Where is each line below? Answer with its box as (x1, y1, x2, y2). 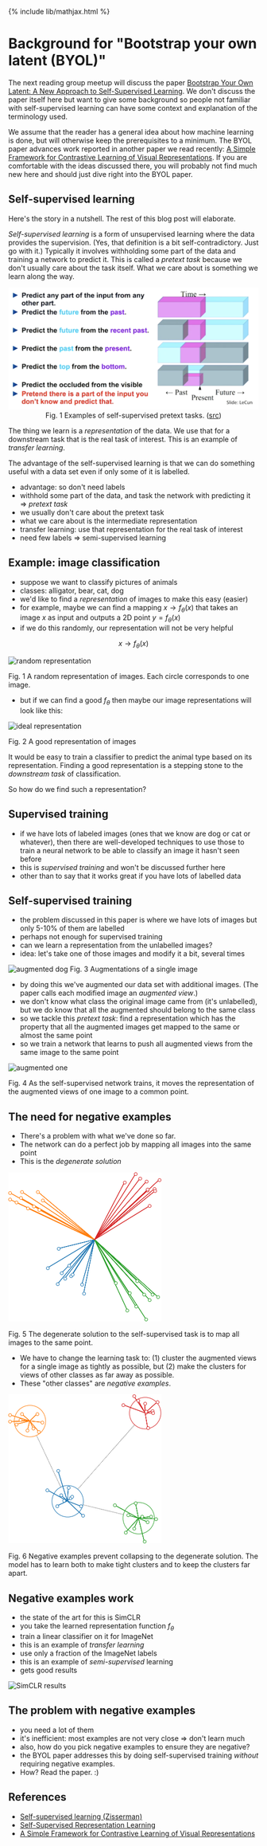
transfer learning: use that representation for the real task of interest (19, 524, 244, 534)
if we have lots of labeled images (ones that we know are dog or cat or (19, 829, 251, 838)
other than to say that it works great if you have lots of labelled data (19, 871, 242, 880)
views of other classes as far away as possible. (19, 1370, 175, 1380)
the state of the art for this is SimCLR (19, 1613, 141, 1622)
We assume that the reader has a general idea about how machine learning (8, 127, 254, 136)
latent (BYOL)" (8, 52, 106, 70)
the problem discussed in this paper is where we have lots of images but (19, 915, 257, 925)
